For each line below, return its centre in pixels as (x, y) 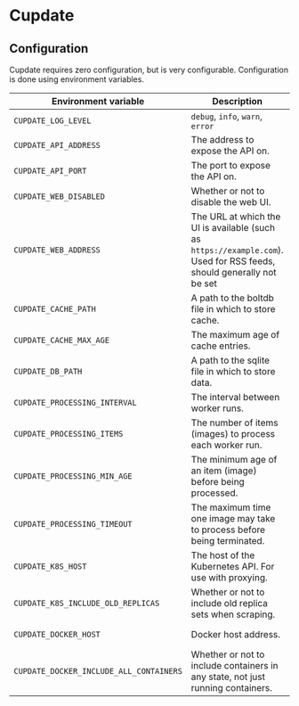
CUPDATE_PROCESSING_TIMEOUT (73, 524)
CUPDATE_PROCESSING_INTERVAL (75, 402)
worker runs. (218, 408)
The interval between (235, 397)
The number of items (234, 423)
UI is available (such (233, 228)
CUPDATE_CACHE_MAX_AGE (61, 340)
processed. (214, 493)
